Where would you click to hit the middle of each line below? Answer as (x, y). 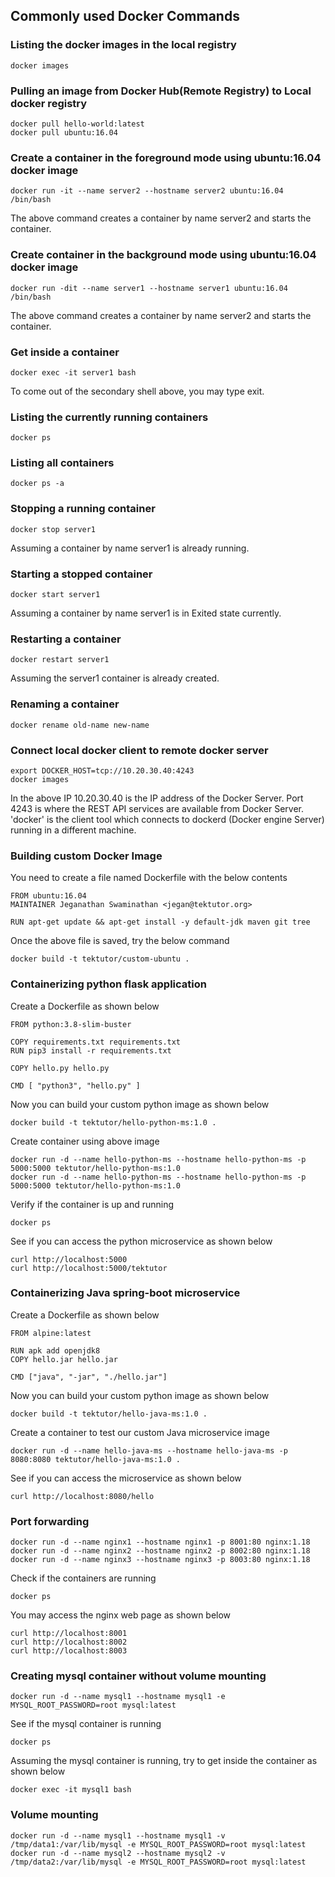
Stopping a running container (83, 509)
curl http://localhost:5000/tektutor (89, 1268)
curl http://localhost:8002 (69, 1642)
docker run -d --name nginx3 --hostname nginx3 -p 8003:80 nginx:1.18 (160, 1560)
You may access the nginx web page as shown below (121, 1615)
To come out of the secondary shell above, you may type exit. (137, 391)
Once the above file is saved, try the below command (120, 941)
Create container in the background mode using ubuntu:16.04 (163, 255)
